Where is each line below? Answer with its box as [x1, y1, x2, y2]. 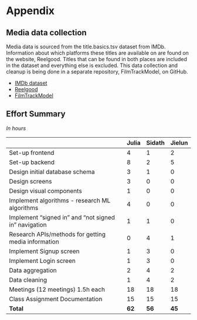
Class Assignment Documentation [9, 295, 103, 303]
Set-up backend [9, 158, 55, 166]
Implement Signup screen [9, 247, 80, 255]
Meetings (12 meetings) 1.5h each [9, 285, 106, 294]
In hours [6, 125, 26, 132]
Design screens [9, 177, 52, 185]
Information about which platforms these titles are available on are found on [6, 49, 189, 56]
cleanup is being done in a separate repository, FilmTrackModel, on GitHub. [6, 68, 189, 75]
